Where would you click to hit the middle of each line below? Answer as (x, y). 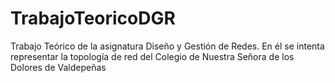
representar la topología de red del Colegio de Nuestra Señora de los (152, 56)
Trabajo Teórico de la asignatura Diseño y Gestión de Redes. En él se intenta (167, 46)
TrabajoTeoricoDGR (93, 18)
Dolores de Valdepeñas (58, 67)
